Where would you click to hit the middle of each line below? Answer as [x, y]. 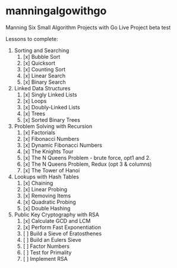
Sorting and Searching [42, 50]
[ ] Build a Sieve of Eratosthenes [62, 234]
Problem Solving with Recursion [53, 126]
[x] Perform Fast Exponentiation [62, 227]
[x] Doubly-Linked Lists [52, 107]
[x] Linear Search [44, 75]
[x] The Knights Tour [48, 151]
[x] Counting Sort [44, 69]
